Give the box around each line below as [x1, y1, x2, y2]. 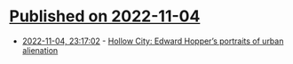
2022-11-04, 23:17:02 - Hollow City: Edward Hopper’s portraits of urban [21, 36, 284, 46]
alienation [21, 44, 59, 55]
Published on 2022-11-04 [9, 6, 201, 27]
